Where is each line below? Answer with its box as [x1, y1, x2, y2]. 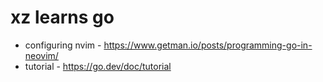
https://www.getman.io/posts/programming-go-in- [103, 39, 313, 51]
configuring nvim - [24, 39, 102, 51]
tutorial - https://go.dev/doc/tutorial [24, 60, 172, 72]
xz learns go [10, 6, 115, 29]
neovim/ [24, 49, 59, 61]
